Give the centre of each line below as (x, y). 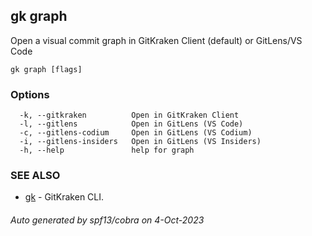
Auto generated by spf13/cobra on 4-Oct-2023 (107, 220)
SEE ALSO (35, 176)
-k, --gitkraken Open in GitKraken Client (129, 115)
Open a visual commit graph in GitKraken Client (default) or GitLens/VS (156, 40)
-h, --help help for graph (107, 150)
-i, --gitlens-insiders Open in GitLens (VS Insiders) (140, 142)
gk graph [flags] (46, 69)
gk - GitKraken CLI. (64, 197)
